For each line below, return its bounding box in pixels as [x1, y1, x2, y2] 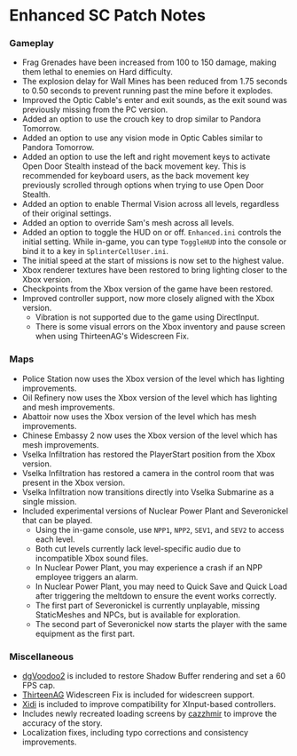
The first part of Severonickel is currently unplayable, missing [35, 600, 260, 610]
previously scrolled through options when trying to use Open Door [21, 179, 264, 191]
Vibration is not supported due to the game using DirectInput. [35, 312, 260, 322]
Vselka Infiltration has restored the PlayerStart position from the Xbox [21, 449, 276, 459]
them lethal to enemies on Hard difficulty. [21, 67, 173, 77]
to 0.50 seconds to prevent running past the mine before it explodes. [21, 85, 273, 96]
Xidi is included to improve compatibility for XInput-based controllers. [21, 699, 277, 710]
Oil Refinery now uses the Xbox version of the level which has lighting [21, 392, 277, 402]
